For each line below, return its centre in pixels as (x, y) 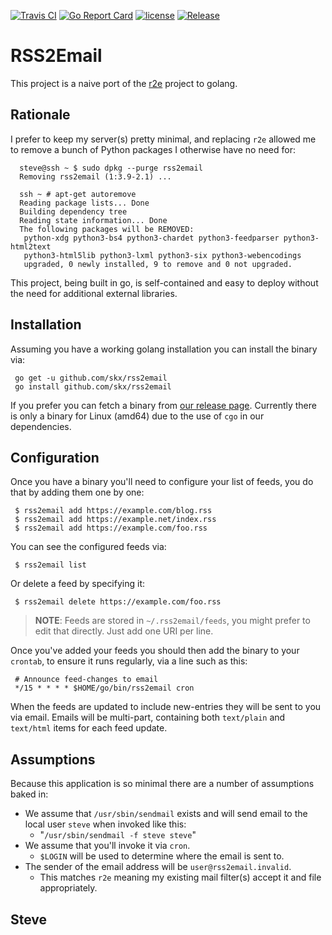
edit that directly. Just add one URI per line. (124, 631)
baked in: (29, 794)
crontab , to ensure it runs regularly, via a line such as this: (129, 661)
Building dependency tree (73, 211)
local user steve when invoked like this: (105, 824)
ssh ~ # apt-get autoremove (78, 194)
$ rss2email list (50, 565)
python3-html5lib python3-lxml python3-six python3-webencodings (162, 255)
